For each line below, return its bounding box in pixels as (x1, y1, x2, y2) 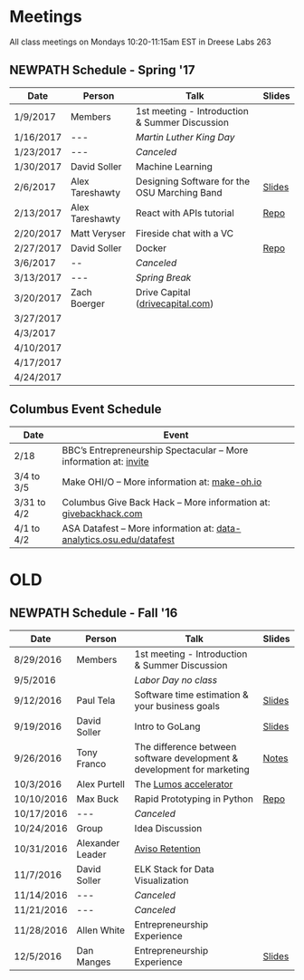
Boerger (71, 297, 106, 310)
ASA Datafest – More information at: (62, 522, 214, 534)
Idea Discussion (134, 821, 203, 834)
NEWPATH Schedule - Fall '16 (9, 605, 178, 621)
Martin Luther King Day (135, 130, 235, 143)
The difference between (134, 740, 237, 753)
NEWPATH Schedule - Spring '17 (9, 62, 195, 78)
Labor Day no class (134, 673, 218, 686)
